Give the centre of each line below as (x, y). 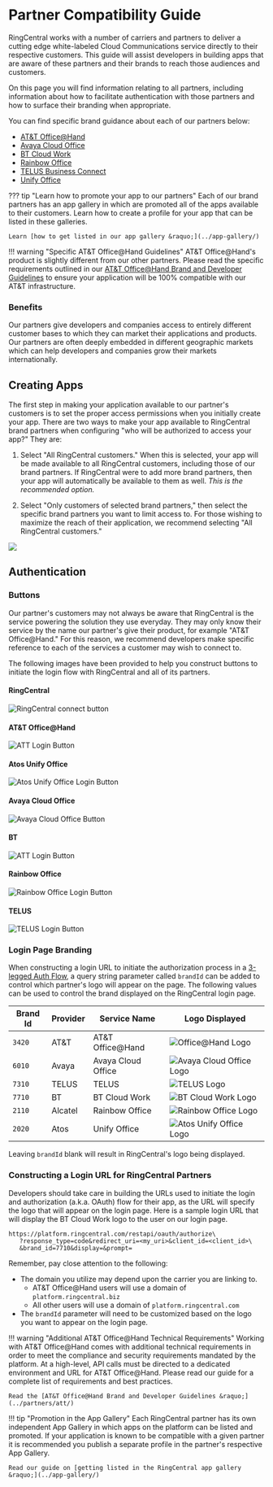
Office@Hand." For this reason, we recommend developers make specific (131, 639)
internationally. (33, 360)
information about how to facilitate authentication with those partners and (132, 96)
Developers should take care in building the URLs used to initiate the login (132, 1193)
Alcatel (65, 1110)
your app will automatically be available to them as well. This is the (132, 481)
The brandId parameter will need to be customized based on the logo (136, 1313)
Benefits (26, 307)
